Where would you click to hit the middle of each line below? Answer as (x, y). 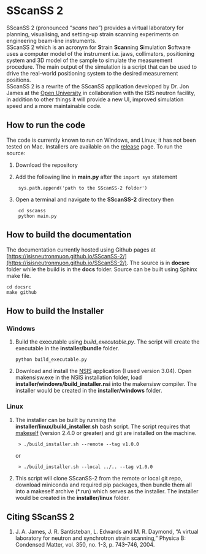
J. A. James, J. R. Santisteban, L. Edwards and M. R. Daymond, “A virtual (107, 532)
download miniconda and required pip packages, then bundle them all (103, 485)
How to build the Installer (55, 311)
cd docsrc (19, 287)
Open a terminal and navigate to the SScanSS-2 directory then (94, 199)
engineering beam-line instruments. (51, 40)
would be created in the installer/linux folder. (73, 498)
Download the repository (47, 165)
